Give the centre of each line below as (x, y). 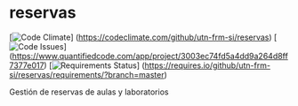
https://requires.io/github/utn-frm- (208, 65)
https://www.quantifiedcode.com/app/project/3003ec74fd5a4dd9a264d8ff (150, 56)
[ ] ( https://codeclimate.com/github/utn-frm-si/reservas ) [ (143, 37)
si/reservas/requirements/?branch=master (87, 74)
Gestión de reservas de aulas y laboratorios (89, 92)
